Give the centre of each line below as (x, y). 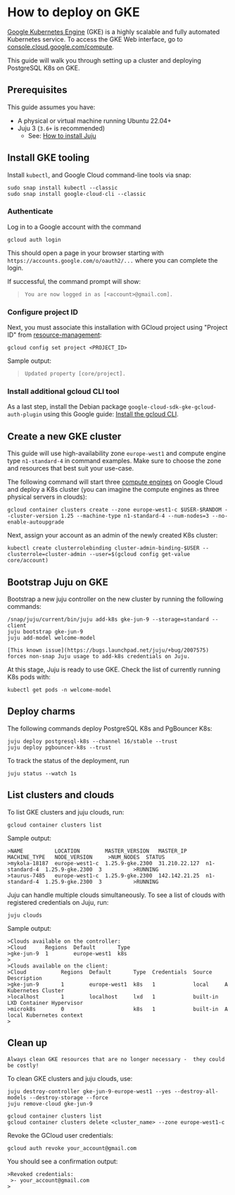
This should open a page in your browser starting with (85, 253)
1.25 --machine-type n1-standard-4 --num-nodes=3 (135, 516)
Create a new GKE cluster (64, 436)
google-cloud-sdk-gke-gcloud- (172, 407)
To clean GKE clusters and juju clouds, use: (70, 1078)
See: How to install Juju (62, 135)
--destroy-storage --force (69, 1097)
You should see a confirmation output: (63, 1161)
